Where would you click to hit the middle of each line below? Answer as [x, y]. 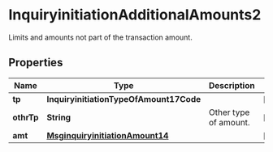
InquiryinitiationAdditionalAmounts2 [135, 15]
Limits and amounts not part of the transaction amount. [100, 37]
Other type [229, 112]
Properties [36, 63]
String [59, 117]
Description [232, 85]
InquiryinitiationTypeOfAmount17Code [124, 99]
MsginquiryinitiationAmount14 [108, 135]
